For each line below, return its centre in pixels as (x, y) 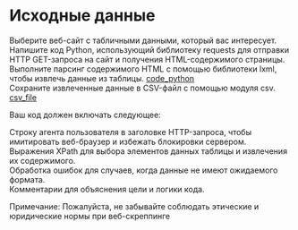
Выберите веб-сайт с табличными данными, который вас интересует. (143, 40)
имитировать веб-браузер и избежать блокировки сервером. (128, 141)
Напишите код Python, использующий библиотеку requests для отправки (149, 49)
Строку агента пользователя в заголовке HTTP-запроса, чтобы (131, 132)
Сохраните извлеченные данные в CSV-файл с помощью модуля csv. (142, 88)
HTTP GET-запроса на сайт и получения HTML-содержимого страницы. (147, 59)
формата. (27, 179)
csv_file (23, 97)
